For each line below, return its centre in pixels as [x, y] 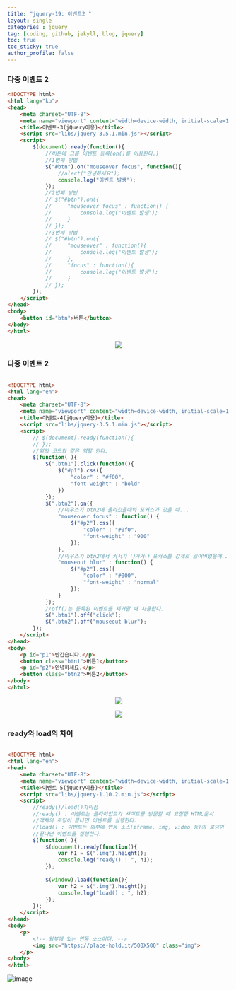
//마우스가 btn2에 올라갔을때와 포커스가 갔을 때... [123, 510]
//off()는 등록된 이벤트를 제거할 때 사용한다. [105, 609]
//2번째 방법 [61, 193]
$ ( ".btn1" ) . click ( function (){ [89, 464]
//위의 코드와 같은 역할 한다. [70, 451]
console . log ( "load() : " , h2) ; [104, 893]
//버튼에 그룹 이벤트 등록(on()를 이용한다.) [102, 154]
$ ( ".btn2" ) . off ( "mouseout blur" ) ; [96, 622]
